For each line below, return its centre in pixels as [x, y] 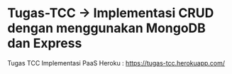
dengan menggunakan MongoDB [106, 28]
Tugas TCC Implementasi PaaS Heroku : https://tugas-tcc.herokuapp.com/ [116, 63]
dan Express [45, 43]
